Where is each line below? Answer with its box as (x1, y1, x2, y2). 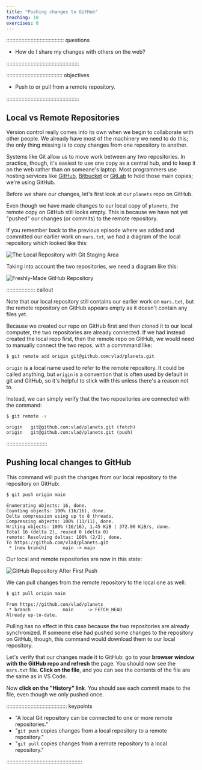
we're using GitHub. (6, 179, 56, 186)
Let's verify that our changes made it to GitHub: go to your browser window (6, 653, 195, 661)
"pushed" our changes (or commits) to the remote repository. (6, 215, 158, 222)
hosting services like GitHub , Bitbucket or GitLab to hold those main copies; (6, 173, 194, 180)
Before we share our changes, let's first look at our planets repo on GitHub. (6, 191, 193, 198)
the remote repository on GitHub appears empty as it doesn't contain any (6, 304, 188, 311)
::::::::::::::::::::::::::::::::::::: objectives (6, 72, 90, 79)
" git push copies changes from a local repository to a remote (14, 727, 167, 734)
